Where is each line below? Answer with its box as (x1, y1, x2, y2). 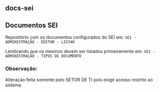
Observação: (5, 65, 37, 72)
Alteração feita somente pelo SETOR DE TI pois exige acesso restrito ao (5, 76, 153, 82)
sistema (5, 82, 21, 88)
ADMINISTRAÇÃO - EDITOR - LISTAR (5, 39, 75, 44)
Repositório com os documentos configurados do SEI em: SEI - (5, 34, 136, 40)
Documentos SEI (5, 21, 58, 29)
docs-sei (5, 4, 34, 12)
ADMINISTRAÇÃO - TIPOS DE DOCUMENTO (5, 53, 81, 59)
